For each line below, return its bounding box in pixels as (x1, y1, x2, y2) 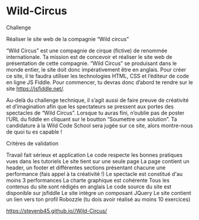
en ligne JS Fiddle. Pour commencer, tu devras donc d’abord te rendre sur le (6, 79, 193, 86)
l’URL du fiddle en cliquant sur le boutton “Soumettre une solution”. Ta (6, 115, 177, 123)
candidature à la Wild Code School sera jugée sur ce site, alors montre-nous (6, 122, 193, 129)
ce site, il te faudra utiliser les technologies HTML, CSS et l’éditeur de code (6, 72, 189, 79)
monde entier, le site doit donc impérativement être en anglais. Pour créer (6, 66, 187, 73)
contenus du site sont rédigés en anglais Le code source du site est (6, 183, 172, 190)
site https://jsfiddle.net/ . (6, 85, 65, 92)
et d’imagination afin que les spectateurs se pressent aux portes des (6, 103, 174, 110)
